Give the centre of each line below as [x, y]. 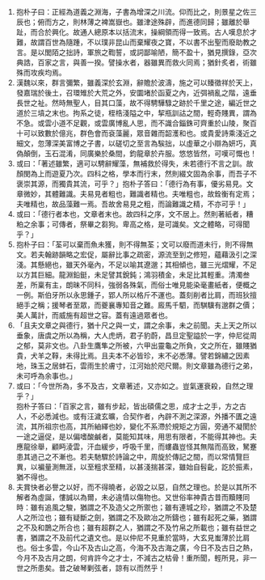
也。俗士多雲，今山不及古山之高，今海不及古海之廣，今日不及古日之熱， [136, 548]
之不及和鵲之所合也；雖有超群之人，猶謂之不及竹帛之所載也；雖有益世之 [136, 527]
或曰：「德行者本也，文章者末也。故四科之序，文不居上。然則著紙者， [131, 214]
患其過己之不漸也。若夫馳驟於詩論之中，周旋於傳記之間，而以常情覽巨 [133, 457]
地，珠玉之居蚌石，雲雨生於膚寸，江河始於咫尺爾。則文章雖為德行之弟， [136, 366]
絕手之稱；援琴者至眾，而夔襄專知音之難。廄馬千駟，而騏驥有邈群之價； [136, 305]
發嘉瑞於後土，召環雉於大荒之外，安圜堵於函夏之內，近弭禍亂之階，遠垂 [136, 93]
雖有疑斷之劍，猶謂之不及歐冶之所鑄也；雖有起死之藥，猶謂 [158, 517]
